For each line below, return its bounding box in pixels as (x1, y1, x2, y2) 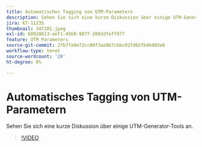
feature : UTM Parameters (6, 37, 69, 43)
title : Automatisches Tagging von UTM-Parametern (6, 8, 133, 15)
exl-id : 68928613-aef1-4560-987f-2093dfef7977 (6, 31, 125, 37)
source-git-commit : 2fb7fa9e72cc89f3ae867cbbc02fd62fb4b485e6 (6, 43, 165, 49)
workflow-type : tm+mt (6, 48, 61, 54)
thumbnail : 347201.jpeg (6, 25, 66, 32)
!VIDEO (20, 134, 39, 142)
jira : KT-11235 (6, 20, 44, 26)
